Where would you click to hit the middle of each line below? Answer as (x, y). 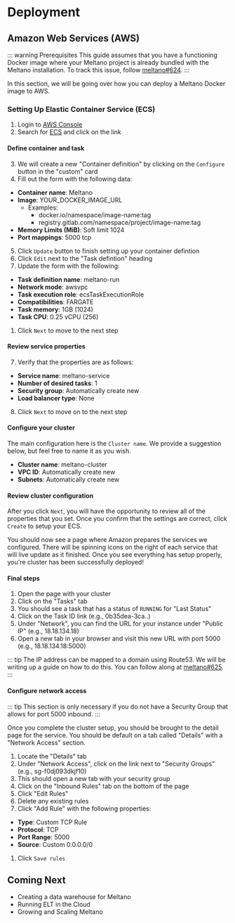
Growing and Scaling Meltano (60, 912)
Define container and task (46, 148)
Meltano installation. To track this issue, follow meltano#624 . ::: (99, 70)
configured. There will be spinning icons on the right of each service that (113, 547)
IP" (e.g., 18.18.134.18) (48, 631)
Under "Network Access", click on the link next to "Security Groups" (116, 763)
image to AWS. (29, 91)
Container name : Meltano (55, 192)
